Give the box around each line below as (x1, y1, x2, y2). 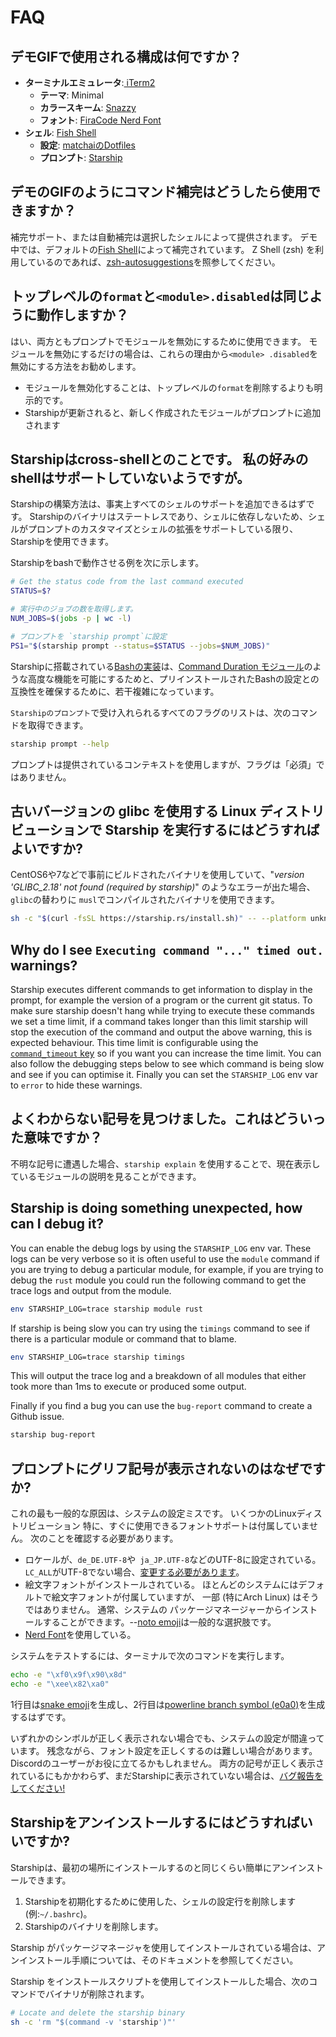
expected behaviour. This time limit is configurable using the (10, 1037, 259, 1049)
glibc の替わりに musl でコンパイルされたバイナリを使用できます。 (10, 894, 280, 906)
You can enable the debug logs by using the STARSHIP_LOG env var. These (10, 1242, 312, 1254)
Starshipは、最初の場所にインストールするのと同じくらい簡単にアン (10, 1861, 290, 1873)
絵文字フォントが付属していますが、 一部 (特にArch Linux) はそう (51, 1591, 320, 1603)
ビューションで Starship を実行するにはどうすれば (10, 821, 320, 838)
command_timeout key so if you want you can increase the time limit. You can (10, 1047, 322, 1060)
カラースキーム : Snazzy (39, 102, 137, 113)
